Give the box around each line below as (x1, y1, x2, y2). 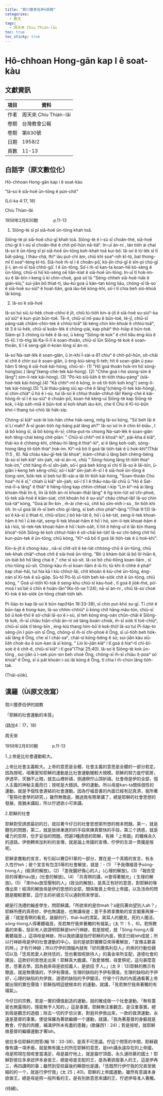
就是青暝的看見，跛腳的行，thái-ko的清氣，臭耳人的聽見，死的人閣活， (15, 914, 158, 920)
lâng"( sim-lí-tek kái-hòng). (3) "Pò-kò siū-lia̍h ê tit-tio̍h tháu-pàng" (5, 374, 139, 380)
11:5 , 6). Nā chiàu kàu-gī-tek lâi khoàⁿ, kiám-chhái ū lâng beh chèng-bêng (5, 451, 154, 457)
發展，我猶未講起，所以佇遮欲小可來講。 (5, 800, 86, 806)
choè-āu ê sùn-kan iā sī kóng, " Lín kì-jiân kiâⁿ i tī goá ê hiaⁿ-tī (13, 640, 137, 646)
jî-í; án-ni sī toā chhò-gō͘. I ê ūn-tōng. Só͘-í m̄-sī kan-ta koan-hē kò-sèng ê (5, 264, 152, 270)
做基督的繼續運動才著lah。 (5, 1028, 58, 1034)
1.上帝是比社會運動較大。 (5, 753, 55, 759)
